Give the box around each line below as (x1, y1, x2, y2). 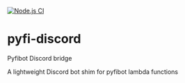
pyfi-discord (7, 31, 81, 47)
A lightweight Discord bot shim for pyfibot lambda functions (7, 67, 179, 76)
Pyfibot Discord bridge (7, 54, 72, 62)
